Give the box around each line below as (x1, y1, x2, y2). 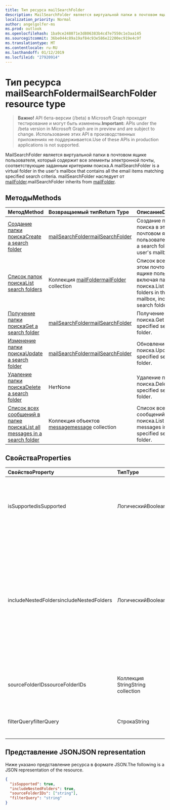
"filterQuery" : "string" (10, 796, 62, 801)
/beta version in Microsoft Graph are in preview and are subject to (17, 126, 155, 132)
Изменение (8, 337, 36, 345)
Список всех (8, 404, 39, 412)
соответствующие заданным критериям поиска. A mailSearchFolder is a (5, 163, 159, 169)
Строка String (117, 718, 149, 725)
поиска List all (8, 424, 40, 431)
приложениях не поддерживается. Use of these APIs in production (17, 137, 159, 143)
